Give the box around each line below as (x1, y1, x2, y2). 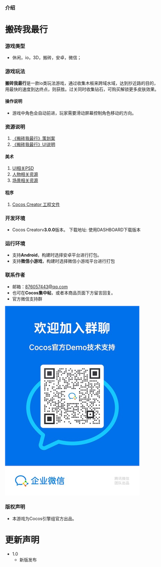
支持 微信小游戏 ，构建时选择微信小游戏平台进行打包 (12, 258, 115, 264)
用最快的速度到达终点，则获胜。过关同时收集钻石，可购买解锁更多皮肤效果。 (5, 86, 159, 92)
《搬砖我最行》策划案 (12, 136, 55, 141)
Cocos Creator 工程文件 (12, 201, 60, 207)
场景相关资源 (12, 177, 38, 183)
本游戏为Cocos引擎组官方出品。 (12, 515, 77, 521)
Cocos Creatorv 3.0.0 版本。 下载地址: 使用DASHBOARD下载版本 (12, 227, 141, 233)
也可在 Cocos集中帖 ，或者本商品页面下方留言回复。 (12, 290, 116, 295)
